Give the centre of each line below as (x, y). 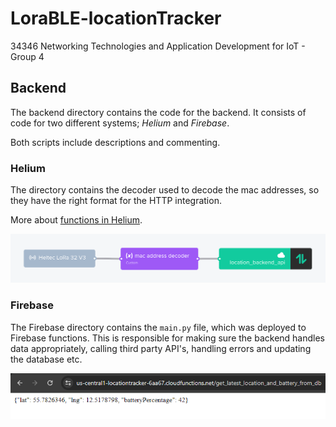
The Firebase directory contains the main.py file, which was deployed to (158, 327)
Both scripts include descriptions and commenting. (115, 142)
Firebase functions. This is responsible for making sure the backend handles (168, 338)
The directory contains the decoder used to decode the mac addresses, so (165, 190)
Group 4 (27, 56)
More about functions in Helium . (76, 220)
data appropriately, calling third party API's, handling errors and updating (161, 348)
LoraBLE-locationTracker (116, 18)
